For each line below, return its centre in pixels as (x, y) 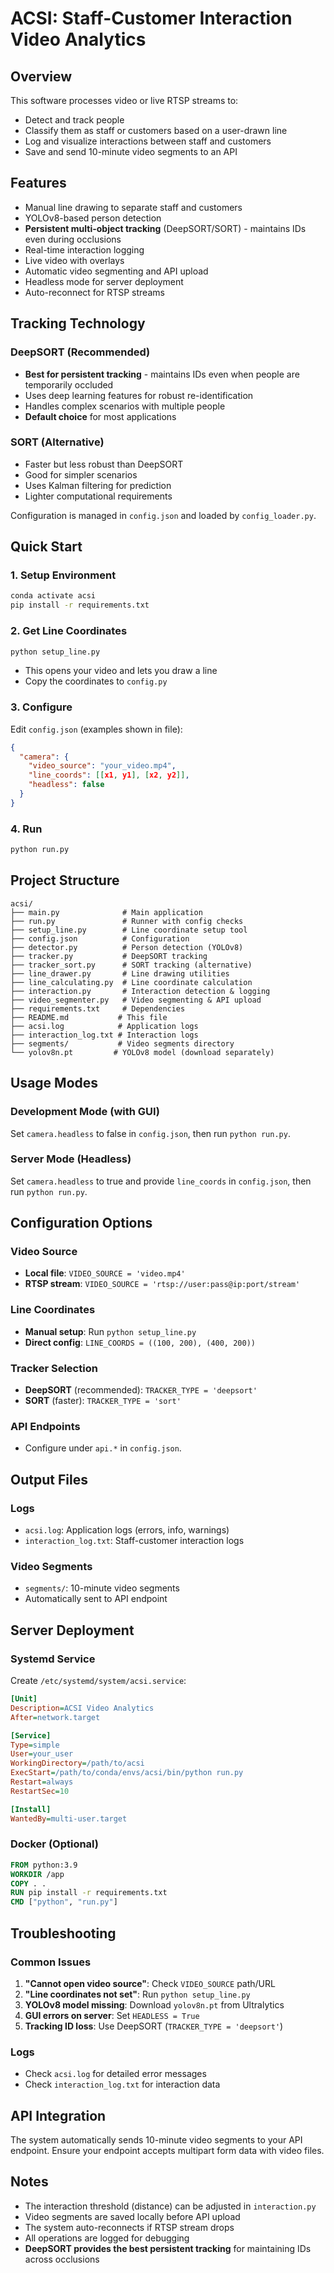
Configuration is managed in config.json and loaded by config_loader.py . (163, 515)
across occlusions (62, 2259)
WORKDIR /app (37, 1874)
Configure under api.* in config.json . (103, 1448)
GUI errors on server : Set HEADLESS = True (112, 2015)
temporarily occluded (69, 384)
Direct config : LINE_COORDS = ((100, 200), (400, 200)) (140, 1342)
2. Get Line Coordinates (69, 631)
